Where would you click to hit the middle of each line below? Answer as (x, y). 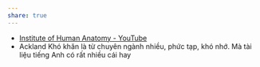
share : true (27, 15)
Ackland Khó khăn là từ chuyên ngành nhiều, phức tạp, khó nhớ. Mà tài (135, 46)
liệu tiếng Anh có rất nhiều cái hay (75, 54)
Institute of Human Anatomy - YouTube (83, 38)
